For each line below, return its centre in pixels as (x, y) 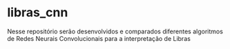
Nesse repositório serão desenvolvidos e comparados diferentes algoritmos (115, 31)
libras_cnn (38, 13)
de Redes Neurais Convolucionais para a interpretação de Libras (99, 38)
